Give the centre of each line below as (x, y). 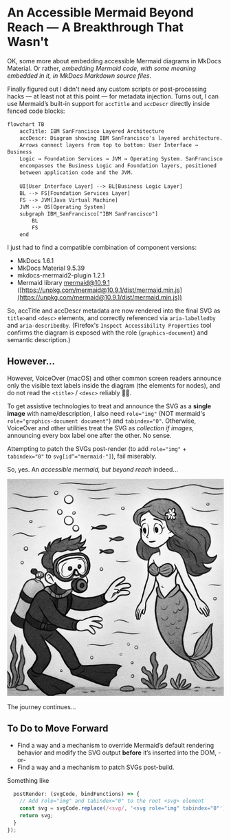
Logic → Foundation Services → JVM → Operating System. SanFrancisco (121, 159)
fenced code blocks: (36, 111)
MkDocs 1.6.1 (35, 260)
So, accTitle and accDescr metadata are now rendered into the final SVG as (114, 311)
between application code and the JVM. (77, 172)
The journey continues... (42, 706)
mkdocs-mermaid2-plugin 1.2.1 (61, 275)
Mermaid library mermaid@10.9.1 (63, 282)
